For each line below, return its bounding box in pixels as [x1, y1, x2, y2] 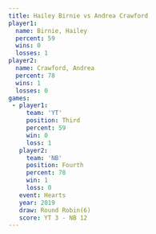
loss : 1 [26, 138, 52, 147]
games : [8, 94, 30, 102]
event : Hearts [18, 191, 66, 199]
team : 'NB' [26, 154, 62, 162]
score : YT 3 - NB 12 [18, 214, 88, 222]
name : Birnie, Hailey [15, 27, 88, 35]
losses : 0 [15, 86, 48, 95]
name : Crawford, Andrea [15, 64, 94, 72]
